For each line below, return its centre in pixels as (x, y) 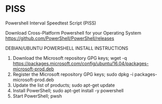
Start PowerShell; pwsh (37, 96)
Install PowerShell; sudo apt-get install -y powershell (68, 90)
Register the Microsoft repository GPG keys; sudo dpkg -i (73, 74)
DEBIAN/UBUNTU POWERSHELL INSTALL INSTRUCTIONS (67, 48)
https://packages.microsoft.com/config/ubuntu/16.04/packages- (81, 63)
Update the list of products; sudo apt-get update (64, 85)
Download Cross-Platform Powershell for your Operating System (73, 33)
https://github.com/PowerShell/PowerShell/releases (60, 38)
